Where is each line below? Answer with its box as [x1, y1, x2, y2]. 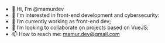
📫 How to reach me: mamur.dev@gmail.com [11, 31, 120, 37]
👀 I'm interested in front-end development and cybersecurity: [11, 12, 160, 19]
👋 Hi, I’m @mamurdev [11, 6, 64, 12]
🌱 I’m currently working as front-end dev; [11, 18, 111, 24]
